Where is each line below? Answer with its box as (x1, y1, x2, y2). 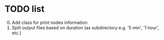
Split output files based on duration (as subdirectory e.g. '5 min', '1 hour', (11, 24, 160, 30)
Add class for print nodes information (11, 20, 88, 25)
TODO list (4, 3, 45, 15)
